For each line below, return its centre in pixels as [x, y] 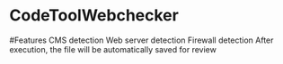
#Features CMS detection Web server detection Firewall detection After [141, 40]
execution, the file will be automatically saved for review [113, 49]
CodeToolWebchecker [94, 16]
